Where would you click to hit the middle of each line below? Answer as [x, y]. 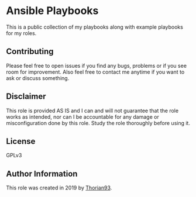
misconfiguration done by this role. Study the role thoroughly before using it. [98, 123]
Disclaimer [26, 97]
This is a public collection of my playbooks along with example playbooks [94, 27]
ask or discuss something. [38, 78]
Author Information [42, 174]
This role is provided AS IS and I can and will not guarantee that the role [92, 110]
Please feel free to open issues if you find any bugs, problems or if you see [97, 65]
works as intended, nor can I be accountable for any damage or [82, 117]
